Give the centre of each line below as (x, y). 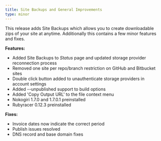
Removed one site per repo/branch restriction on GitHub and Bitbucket (84, 68)
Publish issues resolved (36, 129)
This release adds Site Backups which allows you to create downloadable (80, 28)
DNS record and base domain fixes (48, 134)
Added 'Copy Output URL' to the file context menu (63, 94)
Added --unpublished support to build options (59, 89)
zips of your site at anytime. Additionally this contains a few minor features (81, 33)
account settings (29, 84)
